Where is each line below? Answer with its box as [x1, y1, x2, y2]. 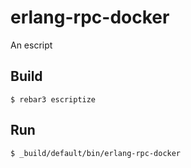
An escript [10, 39, 53, 51]
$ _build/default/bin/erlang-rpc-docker [10, 148, 182, 158]
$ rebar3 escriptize [10, 94, 97, 105]
